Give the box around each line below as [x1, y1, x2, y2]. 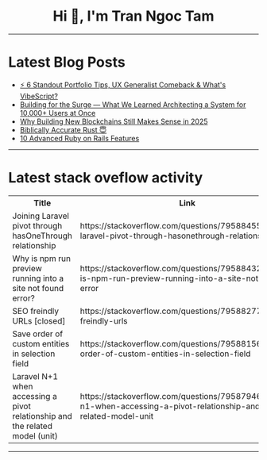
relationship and [12, 410, 73, 421]
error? [12, 293, 36, 304]
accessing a [12, 390, 57, 401]
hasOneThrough [12, 230, 73, 241]
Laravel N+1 [12, 370, 58, 381]
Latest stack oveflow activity [8, 169, 203, 187]
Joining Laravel [12, 210, 70, 221]
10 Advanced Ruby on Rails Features [19, 133, 140, 143]
